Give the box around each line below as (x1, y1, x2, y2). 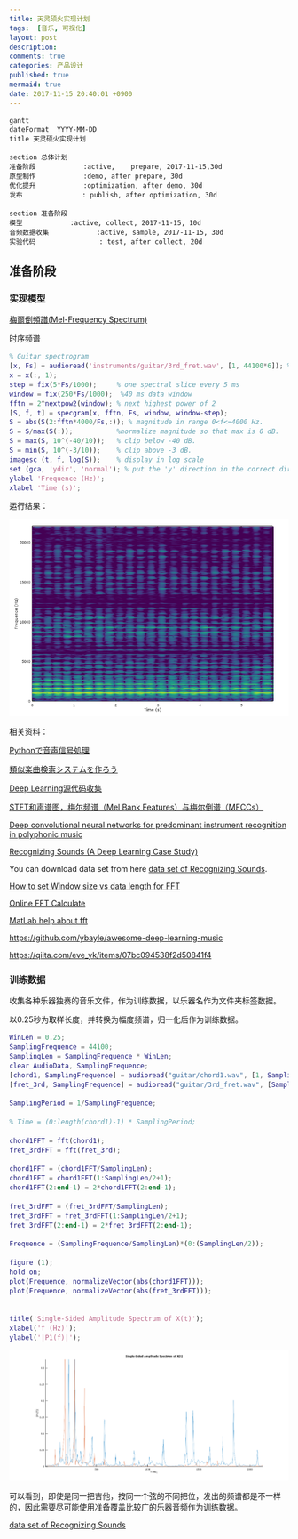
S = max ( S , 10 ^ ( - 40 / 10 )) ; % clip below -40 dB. (9, 437, 197, 446)
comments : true (9, 52, 66, 61)
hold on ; (9, 1268, 42, 1277)
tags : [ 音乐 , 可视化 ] (9, 23, 87, 33)
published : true (9, 71, 69, 80)
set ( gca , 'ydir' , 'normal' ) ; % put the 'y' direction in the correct (9, 464, 276, 473)
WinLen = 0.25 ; (9, 1033, 66, 1043)
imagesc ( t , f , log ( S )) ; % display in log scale (9, 455, 204, 464)
